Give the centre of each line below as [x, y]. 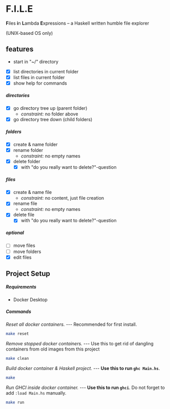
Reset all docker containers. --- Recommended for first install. [71, 324]
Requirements [21, 287]
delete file [24, 215]
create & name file [33, 192]
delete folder [27, 162]
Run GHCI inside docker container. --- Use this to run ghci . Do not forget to [86, 387]
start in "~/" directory [36, 62]
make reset [17, 334]
